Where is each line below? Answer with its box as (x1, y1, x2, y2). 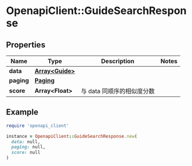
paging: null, (11, 144, 46, 150)
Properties (6, 40, 46, 50)
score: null (11, 150, 41, 155)
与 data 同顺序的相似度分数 (81, 87, 155, 95)
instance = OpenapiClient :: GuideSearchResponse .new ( (6, 133, 138, 139)
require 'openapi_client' (6, 123, 69, 129)
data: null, (11, 139, 41, 144)
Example (6, 107, 39, 117)
